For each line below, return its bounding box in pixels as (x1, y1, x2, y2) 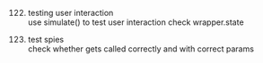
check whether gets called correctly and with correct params (27, 43, 255, 54)
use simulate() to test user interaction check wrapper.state (27, 17, 245, 28)
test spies (27, 35, 65, 44)
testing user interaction (27, 8, 114, 18)
